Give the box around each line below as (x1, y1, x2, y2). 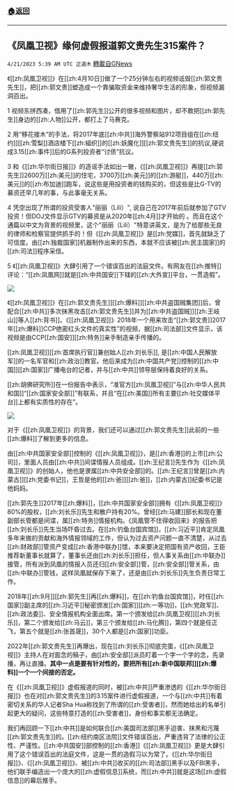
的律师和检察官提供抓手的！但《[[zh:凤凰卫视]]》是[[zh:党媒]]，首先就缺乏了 (7, 229, 226, 238)
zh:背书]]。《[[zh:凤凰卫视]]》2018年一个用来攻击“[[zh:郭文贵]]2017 (34, 316, 226, 324)
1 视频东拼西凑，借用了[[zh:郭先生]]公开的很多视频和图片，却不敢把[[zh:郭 (7, 107, 219, 115)
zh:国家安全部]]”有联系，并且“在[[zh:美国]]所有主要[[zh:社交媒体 (31, 389, 214, 398)
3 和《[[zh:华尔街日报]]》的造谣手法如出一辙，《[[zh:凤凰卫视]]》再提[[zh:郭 (7, 163, 223, 171)
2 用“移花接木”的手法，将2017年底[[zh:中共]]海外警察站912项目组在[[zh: (7, 130, 213, 139)
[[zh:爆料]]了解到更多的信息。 (7, 435, 93, 443)
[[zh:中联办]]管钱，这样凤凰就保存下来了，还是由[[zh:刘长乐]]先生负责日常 (7, 568, 219, 577)
